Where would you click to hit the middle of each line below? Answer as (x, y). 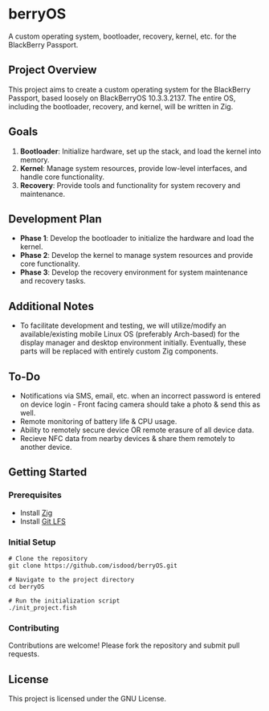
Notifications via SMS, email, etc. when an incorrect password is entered (140, 396)
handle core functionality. (62, 177)
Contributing (34, 627)
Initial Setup (32, 541)
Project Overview (53, 70)
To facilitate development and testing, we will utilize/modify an (123, 325)
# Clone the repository (48, 558)
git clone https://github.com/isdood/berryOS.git (93, 566)
